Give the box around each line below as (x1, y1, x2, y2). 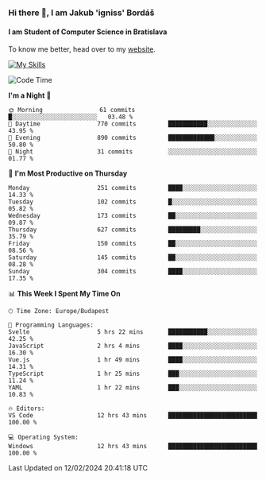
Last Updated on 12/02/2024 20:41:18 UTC (8, 463, 148, 473)
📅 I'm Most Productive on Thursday (8, 168, 128, 178)
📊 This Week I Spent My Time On (8, 289, 121, 299)
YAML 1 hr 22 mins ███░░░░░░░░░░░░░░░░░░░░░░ (8, 384, 258, 392)
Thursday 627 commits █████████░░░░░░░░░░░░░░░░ (8, 226, 258, 234)
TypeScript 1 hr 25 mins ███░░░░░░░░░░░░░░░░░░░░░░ (8, 370, 258, 378)
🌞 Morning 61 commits (8, 106, 136, 114)
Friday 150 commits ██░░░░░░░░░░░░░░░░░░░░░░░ (8, 240, 258, 248)
